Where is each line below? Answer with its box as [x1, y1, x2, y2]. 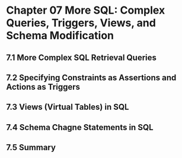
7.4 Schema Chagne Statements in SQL [6, 122, 154, 132]
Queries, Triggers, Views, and [6, 16, 156, 30]
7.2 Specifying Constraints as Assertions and [6, 72, 177, 83]
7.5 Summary [6, 143, 56, 153]
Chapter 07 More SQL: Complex [6, 4, 165, 17]
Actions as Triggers [6, 81, 81, 92]
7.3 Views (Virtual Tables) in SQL [6, 102, 129, 112]
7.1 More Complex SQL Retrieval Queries [6, 52, 157, 62]
